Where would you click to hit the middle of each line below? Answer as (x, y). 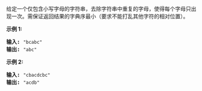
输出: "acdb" (23, 82)
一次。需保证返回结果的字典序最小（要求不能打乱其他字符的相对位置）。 (100, 16)
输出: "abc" (22, 49)
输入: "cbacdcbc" (28, 75)
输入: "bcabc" (24, 42)
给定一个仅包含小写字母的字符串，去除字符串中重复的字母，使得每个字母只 (99, 9)
